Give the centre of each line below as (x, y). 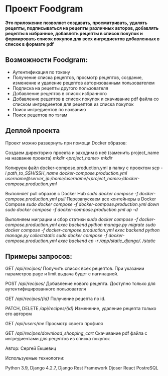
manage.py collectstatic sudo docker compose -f (56, 235)
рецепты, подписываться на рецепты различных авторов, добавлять (82, 28)
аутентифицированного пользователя (46, 289)
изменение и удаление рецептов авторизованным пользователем (83, 83)
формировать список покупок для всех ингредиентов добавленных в (82, 39)
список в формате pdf (30, 44)
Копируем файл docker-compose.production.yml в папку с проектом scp (82, 168)
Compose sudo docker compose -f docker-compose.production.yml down (82, 204)
